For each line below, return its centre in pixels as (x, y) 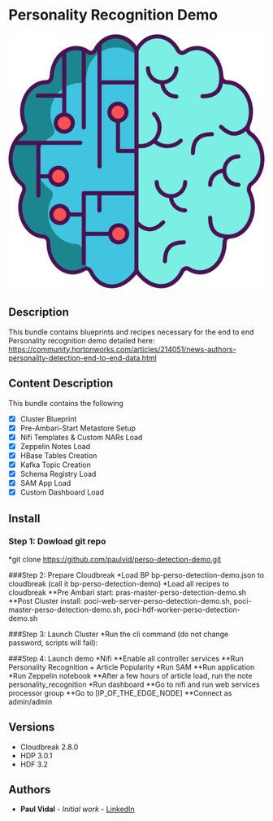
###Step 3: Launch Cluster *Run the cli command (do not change (119, 634)
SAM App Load (45, 483)
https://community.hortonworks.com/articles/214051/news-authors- (123, 349)
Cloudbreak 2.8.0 (49, 747)
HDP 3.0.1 (36, 755)
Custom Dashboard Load (62, 492)
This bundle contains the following (66, 403)
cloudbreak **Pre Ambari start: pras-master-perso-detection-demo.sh (127, 592)
